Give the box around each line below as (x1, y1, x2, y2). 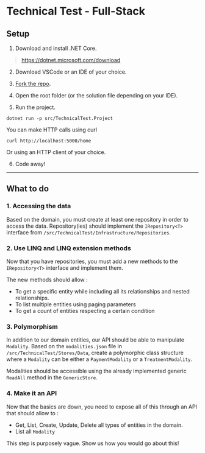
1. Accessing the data (6, 202, 71, 211)
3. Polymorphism (6, 322, 58, 331)
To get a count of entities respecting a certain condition (15, 307, 155, 314)
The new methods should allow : (6, 276, 88, 283)
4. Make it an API (6, 389, 57, 398)
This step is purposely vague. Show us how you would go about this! (6, 440, 179, 447)
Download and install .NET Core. (15, 44, 97, 52)
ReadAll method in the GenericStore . (6, 374, 98, 381)
